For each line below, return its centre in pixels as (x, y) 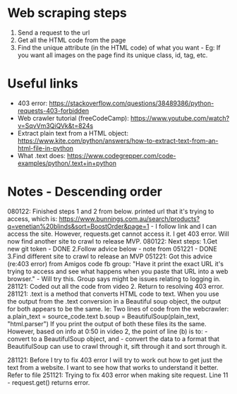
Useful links (43, 84)
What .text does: (41, 155)
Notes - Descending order (85, 192)
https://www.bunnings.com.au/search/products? (129, 219)
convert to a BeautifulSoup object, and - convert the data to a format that (114, 339)
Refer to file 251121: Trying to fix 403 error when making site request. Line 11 (118, 375)
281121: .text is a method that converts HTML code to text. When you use (113, 294)
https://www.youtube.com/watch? (180, 118)
